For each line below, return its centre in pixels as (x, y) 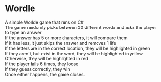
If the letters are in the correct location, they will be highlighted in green (78, 48)
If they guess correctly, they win (38, 69)
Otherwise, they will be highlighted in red (47, 58)
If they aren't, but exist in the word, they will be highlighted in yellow (74, 53)
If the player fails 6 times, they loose (42, 64)
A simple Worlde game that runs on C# (44, 22)
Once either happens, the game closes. (45, 74)
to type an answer (23, 32)
